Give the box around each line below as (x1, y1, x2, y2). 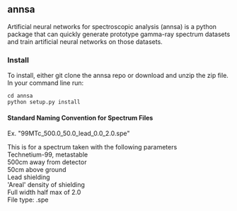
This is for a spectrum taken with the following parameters (7, 143, 178, 152)
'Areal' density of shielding (7, 181, 85, 189)
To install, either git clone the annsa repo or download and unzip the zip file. (7, 72, 229, 80)
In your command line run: (7, 79, 84, 87)
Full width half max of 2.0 (7, 188, 81, 197)
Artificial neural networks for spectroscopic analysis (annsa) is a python (7, 22, 217, 30)
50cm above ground (7, 166, 67, 174)
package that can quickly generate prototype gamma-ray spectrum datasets (7, 30, 231, 38)
